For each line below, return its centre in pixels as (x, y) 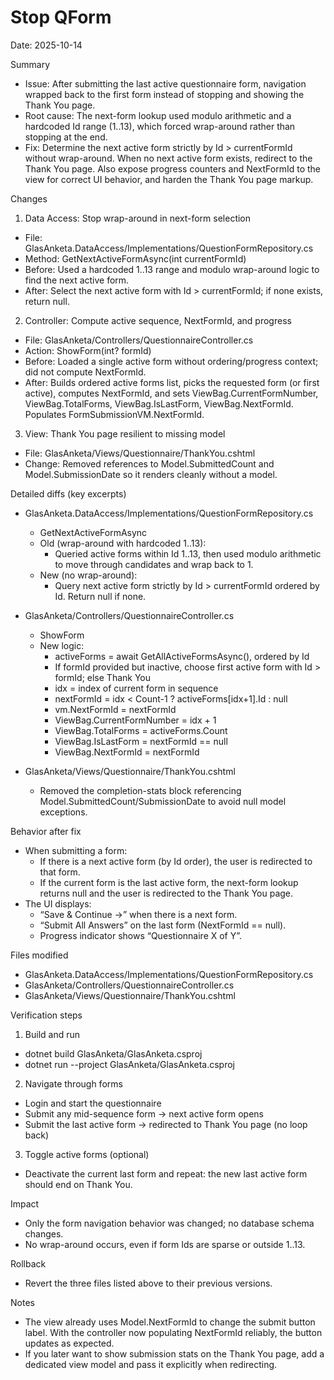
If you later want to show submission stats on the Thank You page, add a (174, 1353)
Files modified (39, 955)
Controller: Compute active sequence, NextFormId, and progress (158, 320)
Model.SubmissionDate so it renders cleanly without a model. (151, 474)
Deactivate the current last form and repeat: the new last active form (166, 1173)
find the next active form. (77, 280)
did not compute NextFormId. (85, 372)
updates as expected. (69, 1343)
